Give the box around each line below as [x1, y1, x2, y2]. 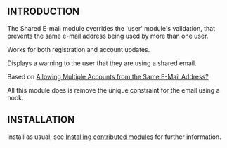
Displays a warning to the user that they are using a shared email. [7, 59, 197, 67]
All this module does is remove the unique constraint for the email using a [7, 86, 220, 94]
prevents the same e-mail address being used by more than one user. [7, 32, 209, 40]
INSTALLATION [7, 114, 75, 126]
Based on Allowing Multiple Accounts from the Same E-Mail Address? [7, 72, 209, 81]
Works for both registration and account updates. [7, 45, 150, 53]
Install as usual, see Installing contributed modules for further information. [7, 133, 221, 141]
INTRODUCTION [7, 6, 80, 18]
